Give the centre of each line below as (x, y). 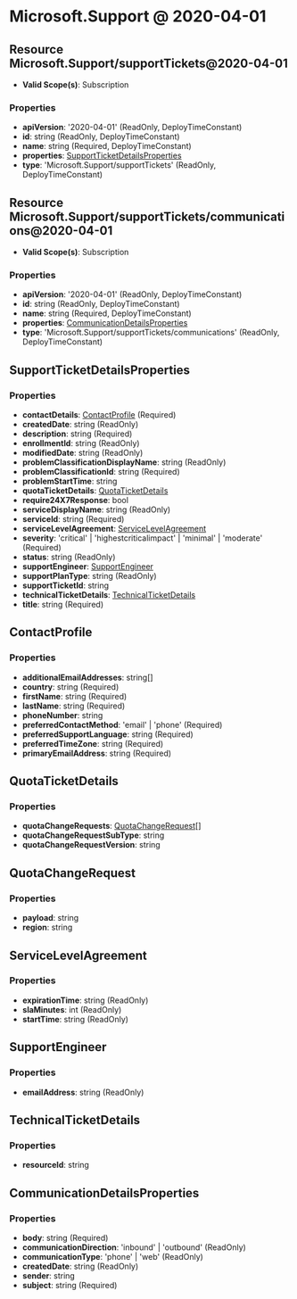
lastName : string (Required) (74, 706)
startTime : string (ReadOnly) (75, 1019)
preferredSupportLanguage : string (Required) (107, 734)
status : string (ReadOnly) (69, 557)
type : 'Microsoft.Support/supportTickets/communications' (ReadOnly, (151, 333)
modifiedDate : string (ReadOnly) (82, 453)
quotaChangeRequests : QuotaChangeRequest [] (111, 826)
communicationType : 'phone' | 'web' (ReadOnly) (112, 1256)
